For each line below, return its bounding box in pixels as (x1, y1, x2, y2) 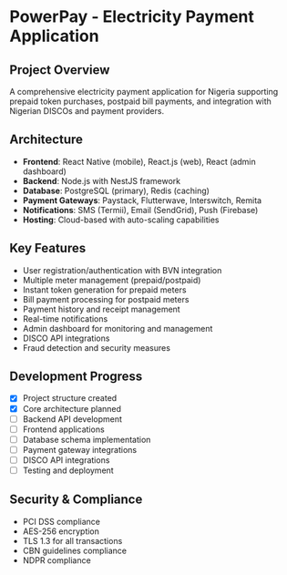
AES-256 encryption (22, 526, 100, 537)
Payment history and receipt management (22, 303, 180, 314)
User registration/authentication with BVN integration (22, 264, 222, 275)
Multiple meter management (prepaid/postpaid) (22, 274, 201, 285)
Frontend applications (22, 424, 105, 435)
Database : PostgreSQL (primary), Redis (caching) (22, 185, 210, 196)
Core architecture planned (22, 403, 121, 414)
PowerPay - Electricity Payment (9, 6, 255, 27)
